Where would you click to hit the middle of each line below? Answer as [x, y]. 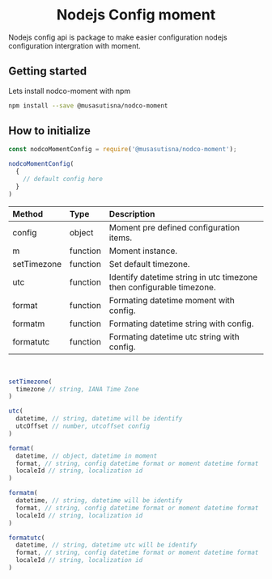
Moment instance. [143, 251]
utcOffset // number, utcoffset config [83, 426]
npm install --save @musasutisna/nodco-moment [88, 106]
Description [132, 213]
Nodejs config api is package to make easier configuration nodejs [118, 37]
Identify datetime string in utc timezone [183, 277]
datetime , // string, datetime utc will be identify [106, 545]
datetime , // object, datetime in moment [87, 456]
